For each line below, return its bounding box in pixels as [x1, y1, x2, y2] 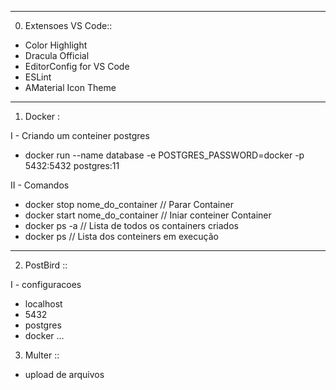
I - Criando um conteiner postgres [10, 130, 150, 141]
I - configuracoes [10, 279, 82, 290]
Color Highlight [24, 39, 88, 51]
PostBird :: [24, 259, 68, 271]
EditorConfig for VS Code [24, 61, 130, 72]
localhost [24, 298, 63, 310]
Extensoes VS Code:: [24, 20, 113, 31]
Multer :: [24, 349, 60, 361]
